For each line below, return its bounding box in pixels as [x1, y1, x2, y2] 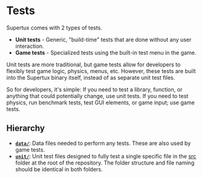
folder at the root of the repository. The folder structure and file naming [15, 159, 194, 166]
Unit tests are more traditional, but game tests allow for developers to [6, 61, 181, 68]
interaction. [15, 42, 44, 50]
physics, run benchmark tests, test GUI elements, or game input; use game [6, 99, 195, 106]
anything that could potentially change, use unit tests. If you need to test [6, 92, 188, 99]
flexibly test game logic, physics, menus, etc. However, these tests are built [6, 67, 196, 74]
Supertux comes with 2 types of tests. [6, 24, 103, 31]
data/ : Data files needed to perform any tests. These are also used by [15, 139, 191, 147]
